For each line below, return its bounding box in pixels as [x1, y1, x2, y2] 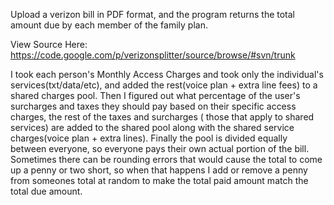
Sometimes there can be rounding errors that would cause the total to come [10, 154, 323, 165]
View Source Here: [10, 39, 88, 50]
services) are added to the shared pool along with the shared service [10, 122, 295, 133]
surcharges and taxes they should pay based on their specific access [10, 100, 297, 112]
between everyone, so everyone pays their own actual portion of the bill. [10, 143, 310, 154]
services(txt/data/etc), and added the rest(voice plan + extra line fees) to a [10, 79, 318, 91]
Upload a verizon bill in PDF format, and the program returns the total [10, 9, 295, 20]
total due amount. [10, 185, 83, 197]
